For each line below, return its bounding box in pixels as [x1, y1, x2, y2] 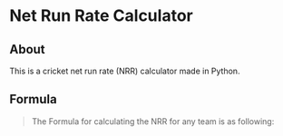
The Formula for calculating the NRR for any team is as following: [31, 115, 275, 127]
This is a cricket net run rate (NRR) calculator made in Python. [9, 65, 240, 76]
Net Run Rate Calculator [9, 5, 193, 26]
